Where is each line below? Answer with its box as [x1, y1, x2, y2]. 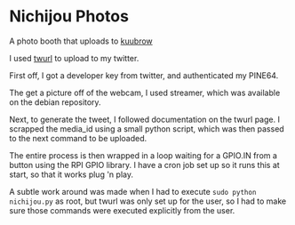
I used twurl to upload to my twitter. [9, 52, 140, 63]
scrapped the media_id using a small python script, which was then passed [9, 123, 284, 134]
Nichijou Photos [9, 6, 129, 27]
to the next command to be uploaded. [9, 133, 147, 143]
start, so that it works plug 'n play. [9, 169, 133, 180]
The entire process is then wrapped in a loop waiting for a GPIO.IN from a [9, 149, 278, 161]
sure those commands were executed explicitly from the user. [9, 205, 235, 215]
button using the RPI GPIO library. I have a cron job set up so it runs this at [9, 159, 280, 170]
